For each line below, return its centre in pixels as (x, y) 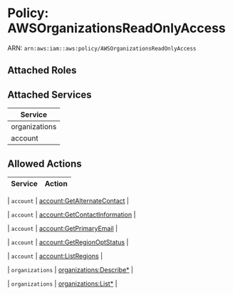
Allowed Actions (45, 164)
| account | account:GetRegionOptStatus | (68, 242)
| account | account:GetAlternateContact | (68, 200)
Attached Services (50, 94)
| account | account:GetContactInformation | (72, 214)
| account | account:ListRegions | (55, 256)
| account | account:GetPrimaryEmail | (63, 228)
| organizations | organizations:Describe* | (71, 269)
